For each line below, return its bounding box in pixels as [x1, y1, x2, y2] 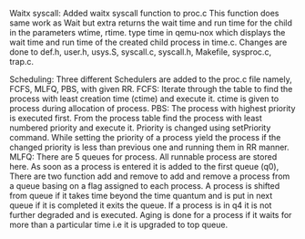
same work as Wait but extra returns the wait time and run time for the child [9, 17, 293, 28]
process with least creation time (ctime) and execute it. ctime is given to [9, 93, 280, 104]
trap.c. [9, 57, 35, 67]
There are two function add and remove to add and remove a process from [9, 171, 290, 182]
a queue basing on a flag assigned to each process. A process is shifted [9, 181, 280, 191]
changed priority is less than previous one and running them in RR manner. [9, 141, 290, 152]
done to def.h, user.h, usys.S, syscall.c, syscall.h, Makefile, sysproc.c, [9, 47, 271, 57]
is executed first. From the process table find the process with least [9, 113, 262, 123]
